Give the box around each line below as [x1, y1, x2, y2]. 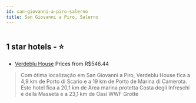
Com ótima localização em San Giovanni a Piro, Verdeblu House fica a [20, 72, 190, 79]
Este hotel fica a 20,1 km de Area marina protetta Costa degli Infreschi [20, 84, 190, 91]
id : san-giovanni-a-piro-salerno [6, 8, 88, 15]
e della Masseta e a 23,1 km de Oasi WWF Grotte [20, 91, 139, 98]
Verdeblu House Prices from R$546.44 [14, 60, 109, 68]
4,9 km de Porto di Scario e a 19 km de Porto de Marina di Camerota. [20, 78, 187, 85]
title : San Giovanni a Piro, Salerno [6, 14, 99, 20]
